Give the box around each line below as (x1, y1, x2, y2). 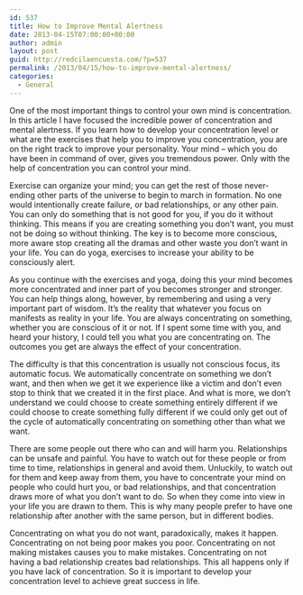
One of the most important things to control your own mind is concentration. (9, 105, 292, 115)
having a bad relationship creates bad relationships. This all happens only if (9, 556, 289, 567)
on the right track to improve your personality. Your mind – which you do (9, 143, 278, 154)
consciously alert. (9, 256, 76, 267)
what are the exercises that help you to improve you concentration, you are (9, 133, 289, 144)
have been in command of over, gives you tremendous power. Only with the (9, 152, 290, 163)
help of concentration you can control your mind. (9, 162, 191, 173)
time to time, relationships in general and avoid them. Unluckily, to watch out (9, 462, 293, 473)
